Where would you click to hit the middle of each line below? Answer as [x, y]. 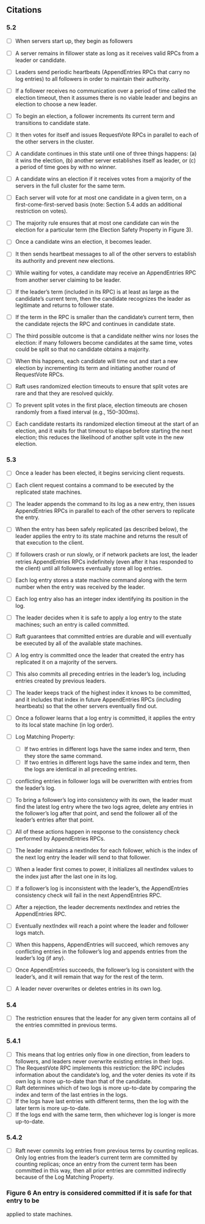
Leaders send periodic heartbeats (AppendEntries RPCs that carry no [103, 72]
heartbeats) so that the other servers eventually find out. [86, 706]
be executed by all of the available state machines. [79, 643]
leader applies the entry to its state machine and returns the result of [101, 536]
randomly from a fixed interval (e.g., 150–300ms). [77, 412]
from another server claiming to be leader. [68, 280]
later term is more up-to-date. [52, 1108]
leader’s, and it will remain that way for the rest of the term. [89, 977]
